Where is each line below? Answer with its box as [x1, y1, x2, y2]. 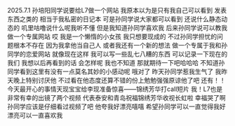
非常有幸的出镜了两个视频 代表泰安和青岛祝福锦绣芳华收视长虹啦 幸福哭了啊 [7, 94, 226, 101]
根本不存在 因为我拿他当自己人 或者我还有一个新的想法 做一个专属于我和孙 [13, 41, 228, 49]
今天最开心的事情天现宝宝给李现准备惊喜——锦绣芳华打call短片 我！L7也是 [7, 85, 223, 93]
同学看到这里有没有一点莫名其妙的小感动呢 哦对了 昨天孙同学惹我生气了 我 [7, 67, 222, 76]
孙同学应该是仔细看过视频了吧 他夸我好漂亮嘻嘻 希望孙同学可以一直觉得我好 [7, 102, 226, 111]
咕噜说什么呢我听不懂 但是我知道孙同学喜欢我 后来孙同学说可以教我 [33, 24, 228, 31]
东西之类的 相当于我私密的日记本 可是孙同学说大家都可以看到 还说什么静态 [7, 15, 222, 23]
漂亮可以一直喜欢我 [7, 111, 63, 119]
